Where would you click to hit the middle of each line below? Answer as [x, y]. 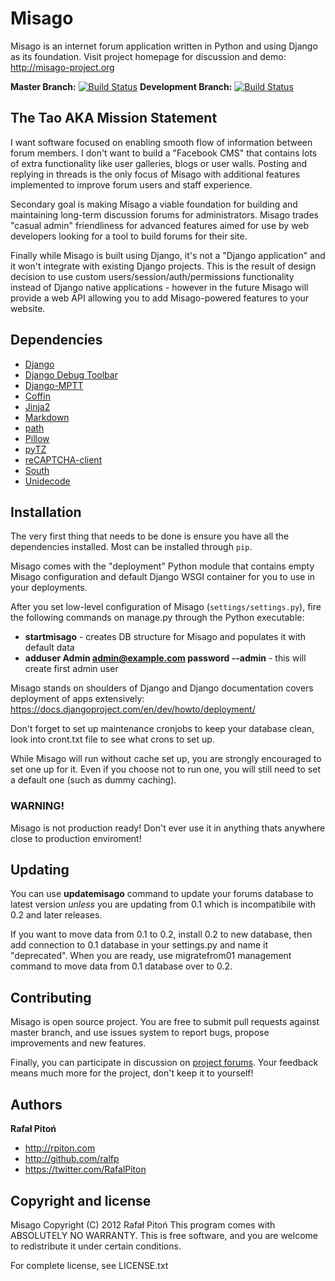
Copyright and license [81, 1200]
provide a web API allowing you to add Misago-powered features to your [160, 298]
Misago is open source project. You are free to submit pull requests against [165, 1022]
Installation [46, 512]
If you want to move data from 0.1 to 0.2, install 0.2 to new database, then [161, 934]
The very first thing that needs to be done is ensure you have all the [150, 536]
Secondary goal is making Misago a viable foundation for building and [154, 204]
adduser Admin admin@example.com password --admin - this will [165, 658]
